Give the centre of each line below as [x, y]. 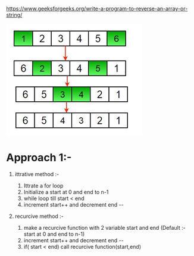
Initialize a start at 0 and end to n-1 [66, 192]
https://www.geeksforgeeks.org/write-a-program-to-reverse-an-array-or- [97, 9]
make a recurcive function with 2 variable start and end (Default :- [104, 227]
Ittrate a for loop [43, 185]
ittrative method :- [37, 174]
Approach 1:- [39, 158]
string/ [14, 15]
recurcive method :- [39, 216]
